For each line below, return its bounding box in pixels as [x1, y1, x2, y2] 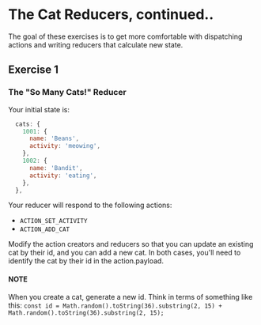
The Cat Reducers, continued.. [8, 6, 214, 24]
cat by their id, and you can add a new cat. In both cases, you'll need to [8, 248, 241, 258]
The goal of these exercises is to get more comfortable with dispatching [8, 32, 243, 41]
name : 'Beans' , [28, 134, 80, 143]
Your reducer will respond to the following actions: [8, 200, 172, 210]
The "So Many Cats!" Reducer [8, 87, 127, 98]
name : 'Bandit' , [28, 164, 83, 172]
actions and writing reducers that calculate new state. [8, 40, 183, 49]
